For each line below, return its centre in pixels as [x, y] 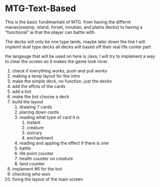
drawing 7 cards [36, 107]
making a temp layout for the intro [46, 76]
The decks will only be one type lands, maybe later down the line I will [75, 41]
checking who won [31, 174]
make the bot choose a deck [41, 96]
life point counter [36, 153]
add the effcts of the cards [39, 86]
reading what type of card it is [49, 117]
